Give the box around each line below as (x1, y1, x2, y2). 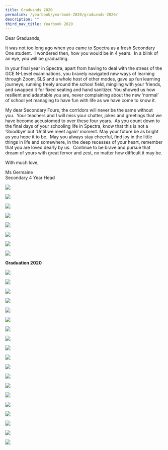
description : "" (5, 17, 39, 22)
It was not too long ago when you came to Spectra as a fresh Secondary (5, 45, 155, 51)
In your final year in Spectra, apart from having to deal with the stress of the (5, 65, 162, 71)
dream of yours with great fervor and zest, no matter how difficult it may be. (5, 150, 162, 156)
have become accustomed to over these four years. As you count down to (5, 118, 160, 124)
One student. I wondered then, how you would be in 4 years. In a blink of (5, 50, 158, 56)
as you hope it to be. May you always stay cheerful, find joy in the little (5, 134, 152, 140)
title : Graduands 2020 (5, 7, 53, 13)
